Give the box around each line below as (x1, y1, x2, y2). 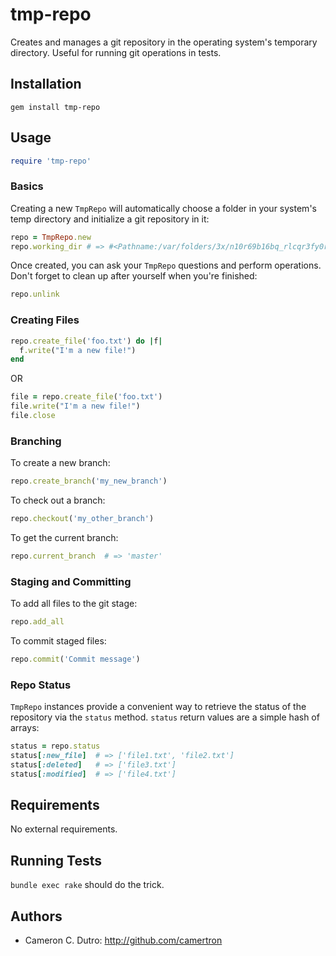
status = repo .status (10, 741, 101, 752)
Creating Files (10, 313, 80, 327)
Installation (10, 76, 82, 93)
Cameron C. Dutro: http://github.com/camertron (24, 934, 223, 947)
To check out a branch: (10, 494, 106, 507)
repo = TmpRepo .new (10, 232, 92, 242)
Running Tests (10, 852, 102, 869)
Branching (10, 434, 62, 448)
